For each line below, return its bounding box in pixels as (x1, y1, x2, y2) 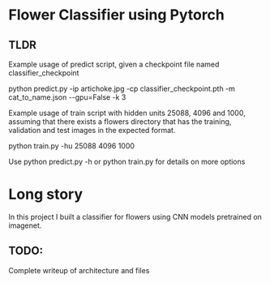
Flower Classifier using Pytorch (8, 6, 225, 24)
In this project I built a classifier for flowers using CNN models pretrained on (8, 212, 262, 221)
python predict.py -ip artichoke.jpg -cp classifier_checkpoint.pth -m (8, 84, 235, 93)
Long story (8, 185, 84, 204)
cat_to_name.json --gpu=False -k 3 (8, 92, 126, 102)
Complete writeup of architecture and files (8, 265, 150, 275)
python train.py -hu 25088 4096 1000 (8, 141, 135, 151)
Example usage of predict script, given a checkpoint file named (8, 59, 220, 69)
